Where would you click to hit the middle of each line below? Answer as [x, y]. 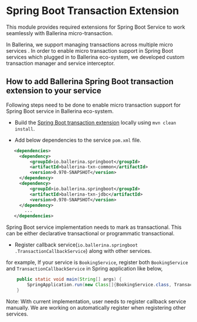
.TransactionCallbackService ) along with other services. [83, 251]
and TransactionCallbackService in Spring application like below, [84, 269]
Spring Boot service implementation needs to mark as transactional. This [94, 227]
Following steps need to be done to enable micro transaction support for [94, 105]
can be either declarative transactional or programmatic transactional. [90, 234]
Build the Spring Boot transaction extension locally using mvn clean [95, 122]
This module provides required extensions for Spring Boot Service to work [96, 27]
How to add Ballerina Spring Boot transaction [90, 82]
